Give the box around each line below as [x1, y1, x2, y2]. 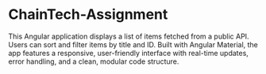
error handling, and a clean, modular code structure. [8, 57, 179, 66]
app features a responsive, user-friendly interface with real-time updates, [8, 48, 249, 57]
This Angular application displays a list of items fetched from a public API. [8, 31, 249, 41]
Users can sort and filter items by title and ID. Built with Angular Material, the [8, 39, 258, 49]
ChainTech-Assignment [8, 6, 168, 24]
